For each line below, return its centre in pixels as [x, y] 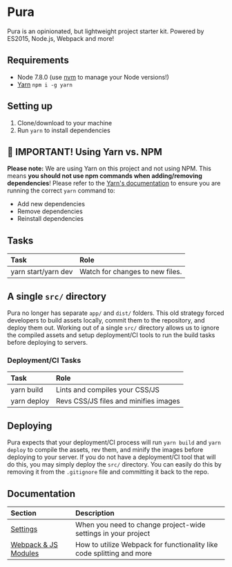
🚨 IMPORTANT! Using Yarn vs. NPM [85, 152]
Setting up [30, 106]
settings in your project [113, 533]
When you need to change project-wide [140, 525]
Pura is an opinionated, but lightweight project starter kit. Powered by [106, 31]
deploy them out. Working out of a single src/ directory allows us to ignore [113, 327]
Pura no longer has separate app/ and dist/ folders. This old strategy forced [116, 313]
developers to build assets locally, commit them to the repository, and [106, 320]
